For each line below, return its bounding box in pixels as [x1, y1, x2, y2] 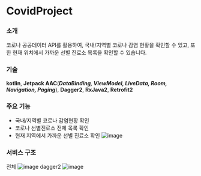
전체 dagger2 [6, 163, 61, 171]
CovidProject [6, 4, 73, 18]
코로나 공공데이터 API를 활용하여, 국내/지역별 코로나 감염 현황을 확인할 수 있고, [6, 41, 190, 49]
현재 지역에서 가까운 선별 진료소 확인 [14, 132, 100, 139]
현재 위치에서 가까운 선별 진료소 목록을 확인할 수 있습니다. [12, 49, 147, 56]
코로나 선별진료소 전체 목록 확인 [14, 124, 89, 132]
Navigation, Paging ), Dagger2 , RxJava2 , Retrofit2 [6, 86, 133, 93]
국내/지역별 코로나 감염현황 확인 [14, 117, 89, 124]
